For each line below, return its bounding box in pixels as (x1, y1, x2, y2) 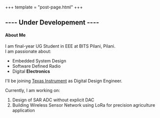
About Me (5, 32, 26, 38)
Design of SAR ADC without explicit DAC (12, 97, 95, 103)
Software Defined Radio (12, 63, 61, 69)
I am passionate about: (5, 48, 52, 54)
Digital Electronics (12, 68, 50, 74)
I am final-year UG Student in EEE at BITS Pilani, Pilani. (5, 43, 116, 49)
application (12, 107, 35, 113)
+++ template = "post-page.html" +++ (5, 4, 83, 10)
